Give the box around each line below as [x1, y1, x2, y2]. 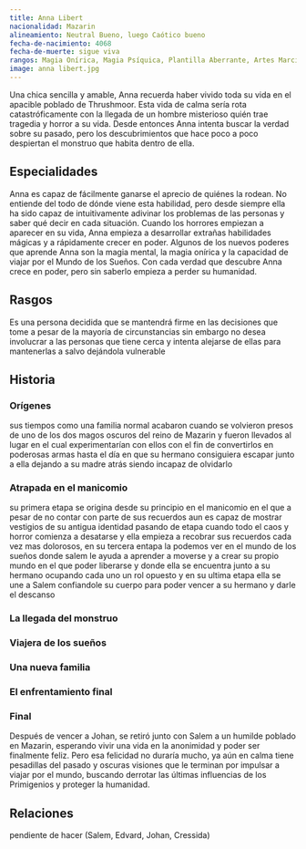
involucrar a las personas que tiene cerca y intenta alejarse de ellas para [9, 336, 281, 347]
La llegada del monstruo [9, 612, 118, 625]
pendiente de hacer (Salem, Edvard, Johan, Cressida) [9, 830, 211, 841]
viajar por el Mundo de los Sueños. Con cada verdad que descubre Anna [9, 256, 282, 267]
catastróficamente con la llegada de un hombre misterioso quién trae [9, 109, 269, 119]
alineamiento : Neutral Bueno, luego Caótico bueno [9, 30, 206, 39]
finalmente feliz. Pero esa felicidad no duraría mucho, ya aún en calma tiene [9, 750, 294, 761]
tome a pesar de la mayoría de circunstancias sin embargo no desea [9, 326, 266, 337]
